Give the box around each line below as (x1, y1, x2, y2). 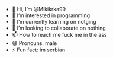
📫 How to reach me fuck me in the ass (11, 31, 107, 38)
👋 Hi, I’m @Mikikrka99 (11, 6, 66, 12)
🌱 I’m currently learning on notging (11, 18, 96, 25)
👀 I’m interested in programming (11, 12, 91, 19)
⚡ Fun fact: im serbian (11, 46, 66, 53)
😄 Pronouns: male (11, 40, 57, 47)
